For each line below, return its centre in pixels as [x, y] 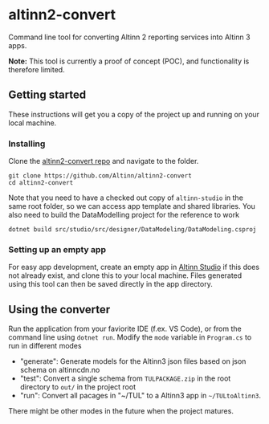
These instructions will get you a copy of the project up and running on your [134, 114]
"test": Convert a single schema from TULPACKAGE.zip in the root [125, 378]
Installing [27, 144]
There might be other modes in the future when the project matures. [121, 411]
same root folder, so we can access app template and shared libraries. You [132, 206]
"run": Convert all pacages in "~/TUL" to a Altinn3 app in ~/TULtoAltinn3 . [141, 396]
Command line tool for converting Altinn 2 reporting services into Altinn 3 [129, 37]
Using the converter [59, 310]
